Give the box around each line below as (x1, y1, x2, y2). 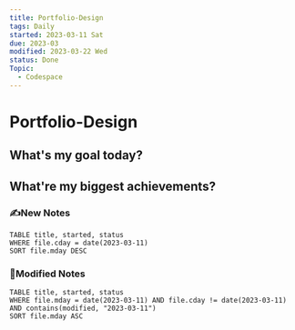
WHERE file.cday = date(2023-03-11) (9, 238, 148, 248)
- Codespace (17, 73, 64, 82)
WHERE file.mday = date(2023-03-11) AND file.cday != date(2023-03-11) (9, 296, 287, 305)
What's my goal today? (9, 147, 143, 164)
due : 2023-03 (9, 38, 59, 48)
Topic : (9, 65, 35, 74)
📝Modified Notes (9, 267, 86, 280)
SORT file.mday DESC (9, 246, 88, 255)
